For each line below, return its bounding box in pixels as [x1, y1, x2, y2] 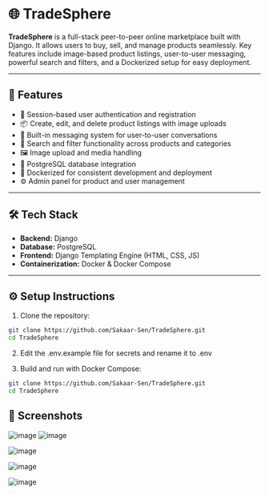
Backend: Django [19, 233, 78, 243]
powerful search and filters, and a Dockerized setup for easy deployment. [8, 57, 252, 67]
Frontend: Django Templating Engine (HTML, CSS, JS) [19, 250, 200, 260]
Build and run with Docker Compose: [19, 364, 142, 374]
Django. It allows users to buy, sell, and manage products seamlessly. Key [8, 40, 252, 50]
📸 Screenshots [8, 409, 83, 423]
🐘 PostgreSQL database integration [19, 159, 136, 168]
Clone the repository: [19, 310, 90, 321]
